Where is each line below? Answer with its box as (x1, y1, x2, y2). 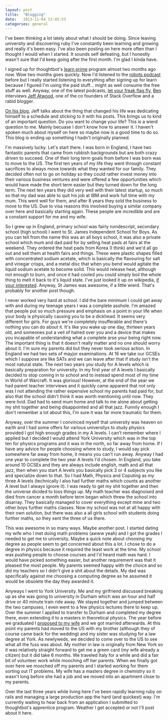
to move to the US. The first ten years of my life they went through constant (5, 160, 161, 166)
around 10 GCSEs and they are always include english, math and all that (5, 462, 153, 468)
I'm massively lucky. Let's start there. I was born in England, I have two (5, 144, 151, 151)
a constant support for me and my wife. (5, 214, 87, 220)
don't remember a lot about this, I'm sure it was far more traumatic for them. (5, 409, 162, 416)
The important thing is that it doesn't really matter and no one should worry (5, 340, 160, 346)
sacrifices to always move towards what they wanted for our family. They (5, 166, 156, 172)
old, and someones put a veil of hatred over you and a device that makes (5, 330, 155, 336)
